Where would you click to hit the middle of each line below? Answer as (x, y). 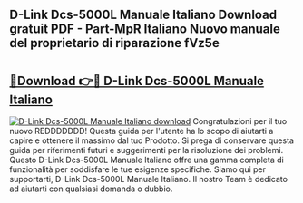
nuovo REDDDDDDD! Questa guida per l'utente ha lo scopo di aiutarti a (142, 131)
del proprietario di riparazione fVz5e (114, 43)
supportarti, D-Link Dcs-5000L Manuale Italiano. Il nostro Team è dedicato (149, 179)
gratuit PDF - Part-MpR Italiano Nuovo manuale (145, 29)
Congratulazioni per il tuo (240, 121)
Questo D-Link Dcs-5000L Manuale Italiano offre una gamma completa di (147, 159)
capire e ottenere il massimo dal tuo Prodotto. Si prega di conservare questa (152, 140)
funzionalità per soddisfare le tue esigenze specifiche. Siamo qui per (137, 169)
